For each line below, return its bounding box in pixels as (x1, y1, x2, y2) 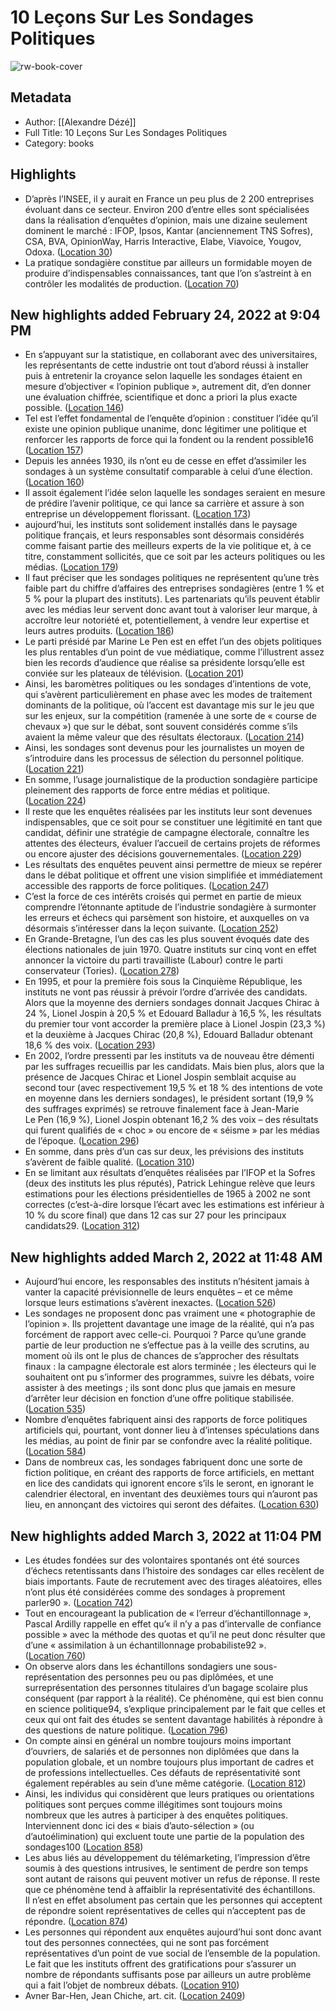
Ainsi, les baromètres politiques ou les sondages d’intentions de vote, (24, 678, 312, 690)
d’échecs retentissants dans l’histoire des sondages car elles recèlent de (24, 1565, 325, 1576)
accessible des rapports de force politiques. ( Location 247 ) (24, 880, 270, 892)
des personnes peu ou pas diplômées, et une (87, 1671, 274, 1683)
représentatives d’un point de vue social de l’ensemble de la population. (24, 1947, 321, 1959)
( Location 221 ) (24, 763, 85, 775)
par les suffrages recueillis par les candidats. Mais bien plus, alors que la (24, 1061, 325, 1073)
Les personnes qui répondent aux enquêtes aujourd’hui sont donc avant (24, 1926, 322, 1938)
